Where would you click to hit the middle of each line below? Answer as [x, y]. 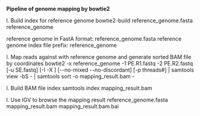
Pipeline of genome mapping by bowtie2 [58, 9]
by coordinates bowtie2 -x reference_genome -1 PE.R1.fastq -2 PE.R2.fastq [100, 63]
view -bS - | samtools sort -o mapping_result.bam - [71, 76]
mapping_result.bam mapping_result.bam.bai [63, 106]
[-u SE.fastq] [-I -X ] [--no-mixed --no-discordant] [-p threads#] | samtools [100, 70]
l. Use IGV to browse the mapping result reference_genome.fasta [87, 100]
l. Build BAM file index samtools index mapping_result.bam [79, 88]
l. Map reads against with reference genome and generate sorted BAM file [99, 57]
